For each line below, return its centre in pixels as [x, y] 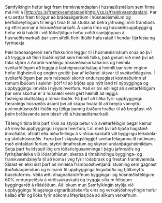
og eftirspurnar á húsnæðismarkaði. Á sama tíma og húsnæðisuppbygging [79, 28]
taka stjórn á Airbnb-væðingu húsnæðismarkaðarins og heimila [68, 63]
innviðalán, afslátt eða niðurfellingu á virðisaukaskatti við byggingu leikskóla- [81, 133]
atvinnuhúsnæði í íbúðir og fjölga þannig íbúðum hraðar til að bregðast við [79, 109]
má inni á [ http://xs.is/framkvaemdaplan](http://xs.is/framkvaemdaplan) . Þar [81, 12]
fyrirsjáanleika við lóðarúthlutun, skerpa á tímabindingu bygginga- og [74, 154]
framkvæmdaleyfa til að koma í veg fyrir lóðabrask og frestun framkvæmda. [80, 159]
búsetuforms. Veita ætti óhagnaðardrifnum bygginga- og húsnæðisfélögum [80, 174]
